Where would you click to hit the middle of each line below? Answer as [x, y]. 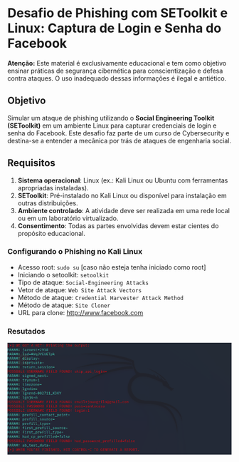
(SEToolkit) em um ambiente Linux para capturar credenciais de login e [112, 125]
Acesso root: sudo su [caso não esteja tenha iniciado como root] [112, 267]
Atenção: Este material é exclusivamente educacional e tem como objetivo [117, 63]
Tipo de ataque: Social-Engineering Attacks [83, 282]
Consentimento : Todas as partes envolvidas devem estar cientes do [118, 225]
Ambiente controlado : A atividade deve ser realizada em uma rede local [123, 210]
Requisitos [31, 163]
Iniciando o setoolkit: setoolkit [63, 274]
